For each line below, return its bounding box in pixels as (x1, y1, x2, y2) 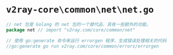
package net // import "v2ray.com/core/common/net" (6, 27, 135, 33)
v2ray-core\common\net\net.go (6, 4, 154, 15)
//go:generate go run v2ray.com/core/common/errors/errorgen (6, 43, 159, 49)
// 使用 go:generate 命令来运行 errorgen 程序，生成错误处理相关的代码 (6, 37, 167, 44)
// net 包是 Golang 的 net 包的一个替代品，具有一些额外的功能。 (6, 21, 151, 27)
